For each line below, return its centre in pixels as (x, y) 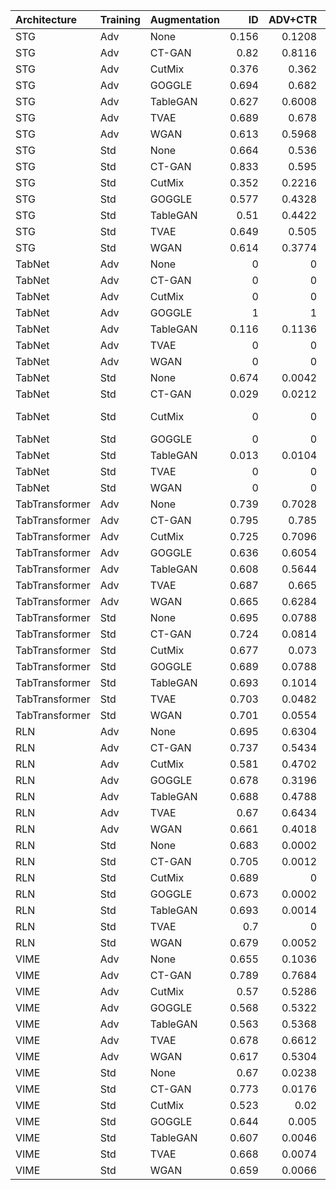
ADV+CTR (293, 19)
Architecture (46, 19)
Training (120, 19)
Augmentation (185, 19)
